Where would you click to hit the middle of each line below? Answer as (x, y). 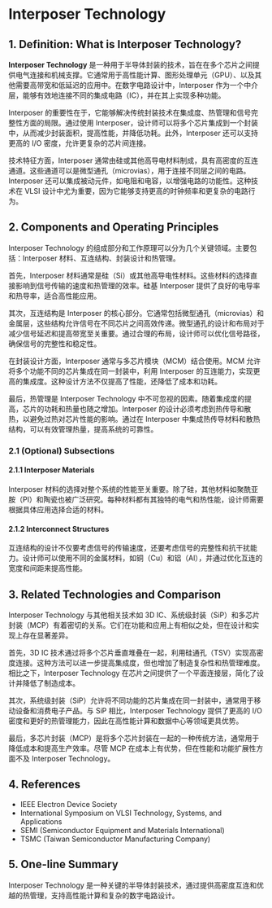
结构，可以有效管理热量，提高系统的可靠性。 (83, 429)
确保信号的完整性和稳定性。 (55, 344)
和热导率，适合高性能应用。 (55, 296)
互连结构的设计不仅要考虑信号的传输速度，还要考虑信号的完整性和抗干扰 (129, 548)
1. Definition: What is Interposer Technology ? (125, 44)
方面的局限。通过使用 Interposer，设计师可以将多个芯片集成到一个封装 (140, 123)
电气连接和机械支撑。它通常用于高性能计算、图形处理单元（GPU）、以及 (135, 75)
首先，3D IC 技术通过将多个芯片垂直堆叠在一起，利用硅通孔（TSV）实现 (129, 652)
